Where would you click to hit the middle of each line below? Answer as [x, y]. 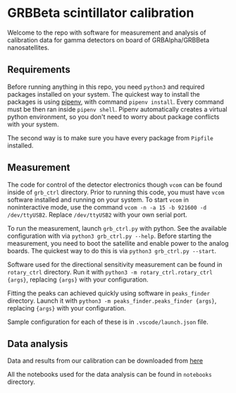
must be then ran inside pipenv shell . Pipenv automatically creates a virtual [117, 109]
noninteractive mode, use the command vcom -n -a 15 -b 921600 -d [107, 207]
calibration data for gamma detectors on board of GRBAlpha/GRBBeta [108, 40]
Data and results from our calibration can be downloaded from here [105, 361]
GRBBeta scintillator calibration [101, 13]
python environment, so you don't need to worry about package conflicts [113, 116]
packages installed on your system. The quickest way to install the [104, 94]
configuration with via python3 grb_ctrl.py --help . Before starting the [110, 236]
